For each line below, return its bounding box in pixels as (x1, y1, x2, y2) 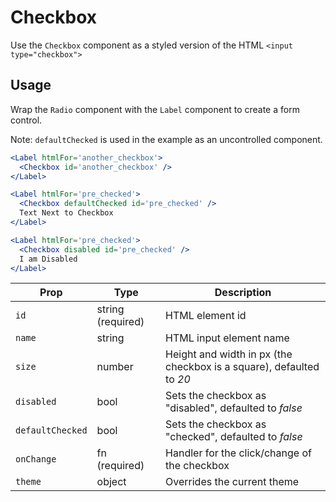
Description (214, 286, 272, 300)
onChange (15, 454, 57, 465)
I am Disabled (19, 254, 78, 264)
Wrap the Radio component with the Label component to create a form (10, 103, 300, 115)
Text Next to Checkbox (19, 208, 114, 218)
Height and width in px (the (165, 347, 293, 361)
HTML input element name (165, 331, 290, 345)
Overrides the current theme (165, 475, 300, 489)
